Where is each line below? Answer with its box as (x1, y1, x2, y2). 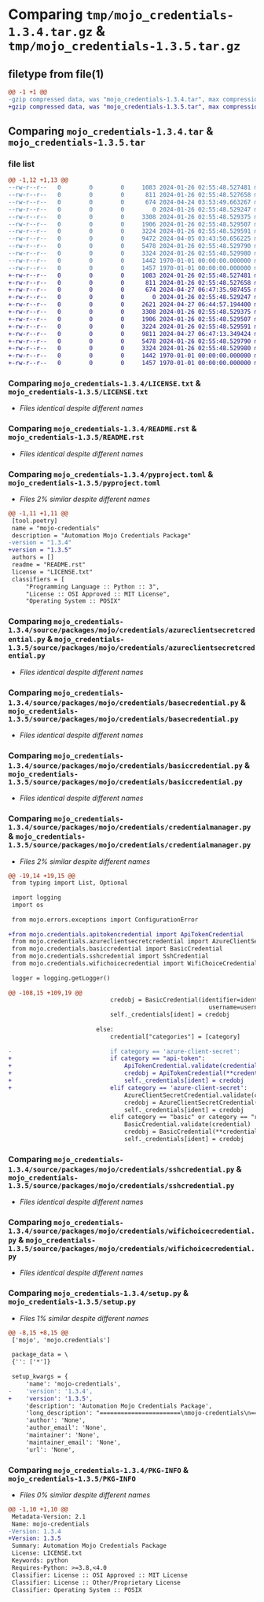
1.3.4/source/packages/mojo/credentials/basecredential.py (8, 698, 239, 707)
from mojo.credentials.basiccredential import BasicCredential (11, 945, 223, 953)
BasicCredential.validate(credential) (124, 1120, 251, 1128)
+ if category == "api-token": (8, 1054, 206, 1063)
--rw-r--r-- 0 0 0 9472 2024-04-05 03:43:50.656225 (8, 234, 251, 243)
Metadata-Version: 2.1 (11, 1512, 86, 1520)
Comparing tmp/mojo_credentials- (8, 6, 234, 24)
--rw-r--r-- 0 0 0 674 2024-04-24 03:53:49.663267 (8, 198, 251, 206)
